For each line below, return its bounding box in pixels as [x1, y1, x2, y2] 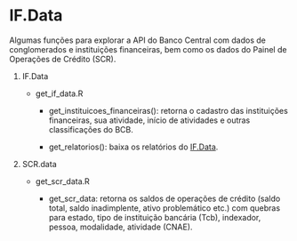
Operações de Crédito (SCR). [9, 53, 116, 64]
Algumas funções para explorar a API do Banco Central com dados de [9, 35, 267, 45]
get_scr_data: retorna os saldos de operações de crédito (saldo [48, 193, 281, 204]
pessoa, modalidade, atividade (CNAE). [48, 221, 193, 232]
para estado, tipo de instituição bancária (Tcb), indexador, [48, 212, 261, 222]
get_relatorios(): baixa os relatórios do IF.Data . [48, 141, 219, 152]
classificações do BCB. [48, 124, 133, 134]
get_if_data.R [35, 88, 84, 99]
